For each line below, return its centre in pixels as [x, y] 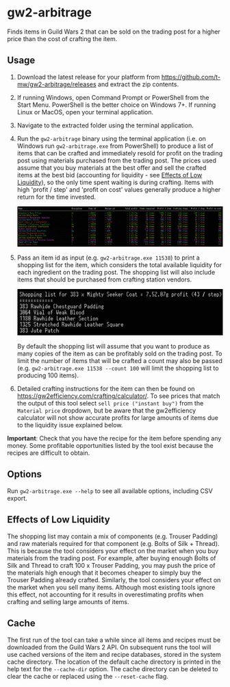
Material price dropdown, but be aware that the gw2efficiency [106, 411]
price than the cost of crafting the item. [62, 38]
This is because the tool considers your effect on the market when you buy [113, 551]
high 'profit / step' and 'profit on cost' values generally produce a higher [119, 189]
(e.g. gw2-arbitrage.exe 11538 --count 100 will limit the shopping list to [118, 369]
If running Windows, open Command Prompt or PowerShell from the [113, 97]
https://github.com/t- [191, 77]
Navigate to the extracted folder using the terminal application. [105, 125]
